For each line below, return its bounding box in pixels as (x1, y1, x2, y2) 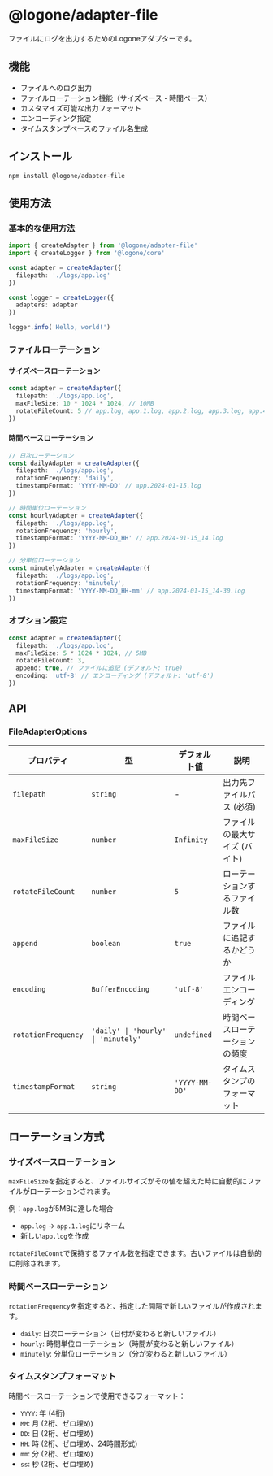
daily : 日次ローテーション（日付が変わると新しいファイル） (19, 1328, 221, 1338)
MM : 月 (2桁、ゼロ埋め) (19, 1418, 93, 1428)
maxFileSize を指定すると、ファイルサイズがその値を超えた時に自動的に (8, 1176, 248, 1186)
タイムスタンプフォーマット (8, 1371, 116, 1383)
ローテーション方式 (8, 1130, 105, 1144)
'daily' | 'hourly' (91, 1026, 167, 1035)
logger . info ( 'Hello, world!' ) (8, 323, 111, 332)
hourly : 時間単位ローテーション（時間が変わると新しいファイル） (19, 1339, 239, 1348)
